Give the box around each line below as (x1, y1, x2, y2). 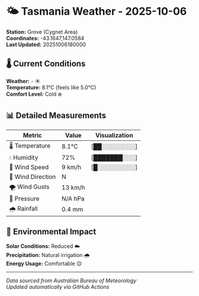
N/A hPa (61, 194, 85, 202)
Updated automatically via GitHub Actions (6, 284, 110, 291)
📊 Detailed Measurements (6, 111, 107, 121)
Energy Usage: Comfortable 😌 (6, 260, 82, 267)
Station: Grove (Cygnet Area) (6, 28, 78, 36)
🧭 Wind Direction (9, 172, 56, 181)
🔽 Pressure (9, 194, 40, 202)
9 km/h (61, 163, 82, 171)
